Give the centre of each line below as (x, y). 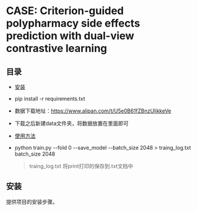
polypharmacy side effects (73, 23)
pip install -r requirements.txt (50, 99)
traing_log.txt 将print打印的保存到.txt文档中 (81, 166)
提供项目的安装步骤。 (32, 202)
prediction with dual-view (70, 36)
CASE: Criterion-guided (65, 11)
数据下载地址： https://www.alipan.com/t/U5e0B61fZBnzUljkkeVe (93, 111)
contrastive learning (57, 49)
